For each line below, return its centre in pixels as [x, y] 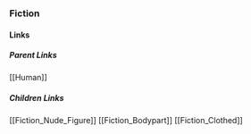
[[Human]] [28, 78]
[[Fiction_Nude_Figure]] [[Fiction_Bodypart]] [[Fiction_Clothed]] [126, 121]
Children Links [37, 98]
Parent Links [33, 55]
